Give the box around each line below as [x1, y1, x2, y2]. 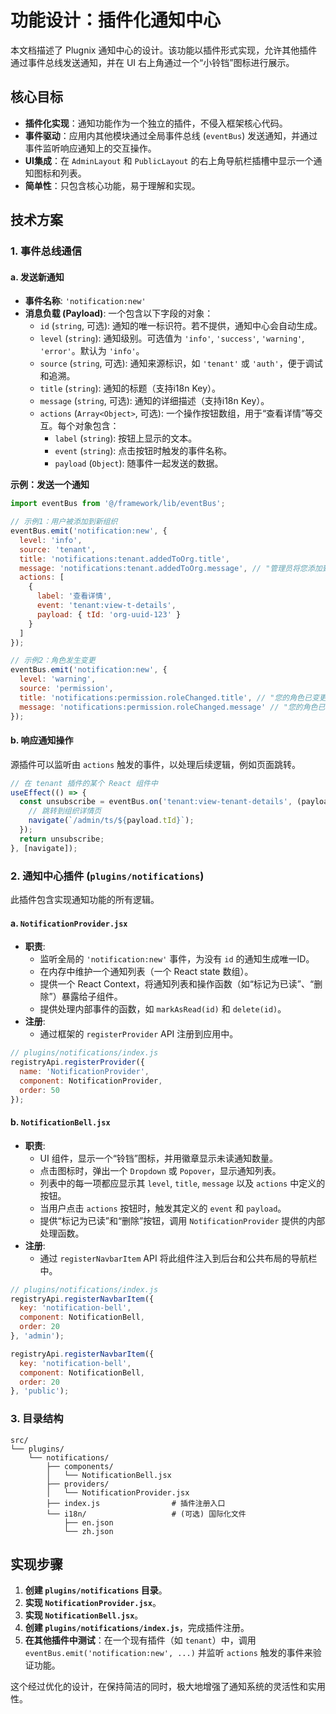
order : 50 [19, 1085, 60, 1095]
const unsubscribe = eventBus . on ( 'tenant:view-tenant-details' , [19, 797, 293, 807]
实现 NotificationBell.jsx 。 [24, 1609, 144, 1621]
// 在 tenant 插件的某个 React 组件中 [10, 778, 158, 788]
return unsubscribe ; [19, 834, 105, 844]
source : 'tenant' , [19, 544, 97, 555]
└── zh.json [63, 1526, 114, 1536]
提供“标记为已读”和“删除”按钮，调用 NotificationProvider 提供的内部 [39, 1214, 326, 1226]
